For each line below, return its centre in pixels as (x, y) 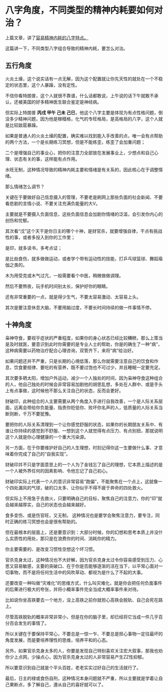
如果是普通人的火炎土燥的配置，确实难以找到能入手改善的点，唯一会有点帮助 (84, 135)
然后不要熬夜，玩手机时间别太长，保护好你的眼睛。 (58, 286)
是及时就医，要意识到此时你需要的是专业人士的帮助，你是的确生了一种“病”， (84, 344)
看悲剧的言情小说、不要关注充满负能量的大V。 (53, 203)
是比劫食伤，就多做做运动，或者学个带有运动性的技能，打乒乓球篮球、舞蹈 (82, 258)
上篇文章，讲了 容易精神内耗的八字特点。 (47, 38)
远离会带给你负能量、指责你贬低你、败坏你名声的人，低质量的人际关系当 (88, 407)
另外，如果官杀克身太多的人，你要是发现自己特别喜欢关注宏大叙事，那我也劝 (84, 650)
